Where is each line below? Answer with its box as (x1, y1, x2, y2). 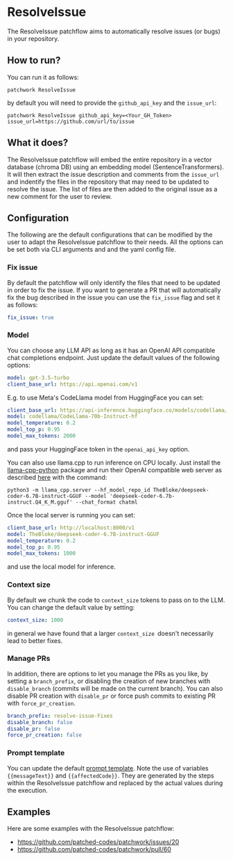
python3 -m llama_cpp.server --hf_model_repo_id (7, 486, 150, 493)
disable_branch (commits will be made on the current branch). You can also (7, 684, 223, 692)
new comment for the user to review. (7, 192, 112, 200)
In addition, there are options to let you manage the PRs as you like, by (7, 669, 209, 678)
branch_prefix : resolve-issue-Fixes (7, 712, 113, 719)
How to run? (7, 55, 61, 67)
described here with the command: (7, 473, 107, 481)
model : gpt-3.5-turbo (7, 374, 70, 381)
